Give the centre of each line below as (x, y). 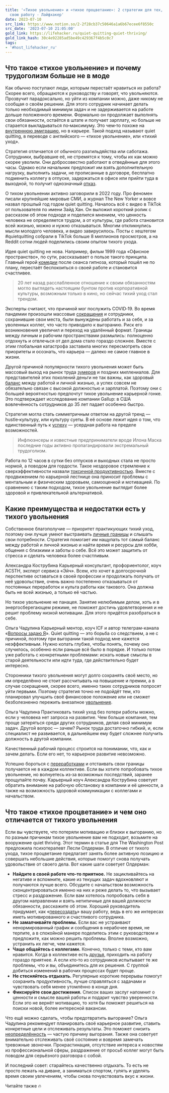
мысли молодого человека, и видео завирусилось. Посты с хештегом (80, 231)
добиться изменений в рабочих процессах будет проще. (74, 971)
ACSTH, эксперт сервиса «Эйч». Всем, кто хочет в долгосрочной (76, 571)
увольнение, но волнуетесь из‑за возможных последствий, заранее (79, 775)
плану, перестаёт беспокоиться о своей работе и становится (71, 268)
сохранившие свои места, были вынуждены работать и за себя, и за (79, 319)
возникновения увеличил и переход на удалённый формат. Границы (79, 330)
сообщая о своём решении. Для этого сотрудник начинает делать (77, 104)
